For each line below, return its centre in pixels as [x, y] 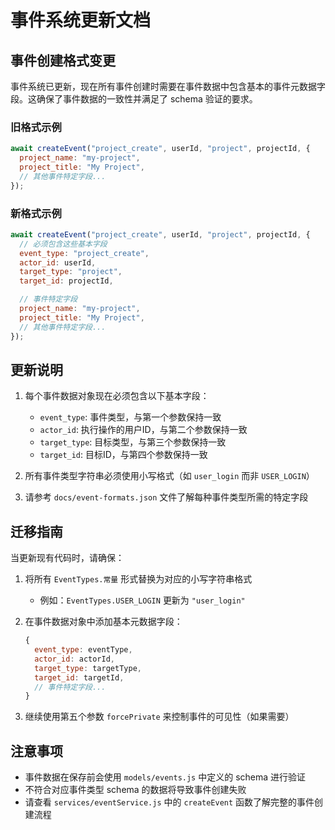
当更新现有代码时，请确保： [67, 558]
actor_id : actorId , [75, 659]
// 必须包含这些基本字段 [63, 244]
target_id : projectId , [66, 281]
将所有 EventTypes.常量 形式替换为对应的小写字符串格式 [138, 579]
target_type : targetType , [88, 668]
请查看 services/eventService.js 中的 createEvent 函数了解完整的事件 [169, 802]
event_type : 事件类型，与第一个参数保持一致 [130, 417]
